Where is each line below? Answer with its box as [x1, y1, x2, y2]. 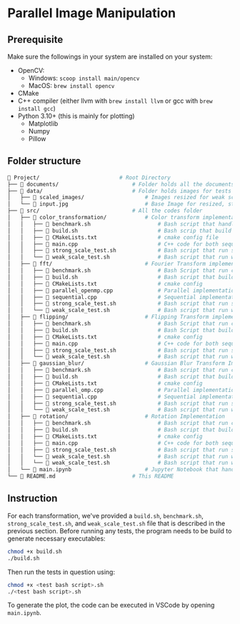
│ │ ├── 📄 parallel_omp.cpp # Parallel [7, 386, 191, 393]
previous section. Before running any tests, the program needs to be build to [7, 526, 232, 535]
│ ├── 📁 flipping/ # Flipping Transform [7, 313, 209, 321]
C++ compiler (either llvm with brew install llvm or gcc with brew [17, 96, 213, 105]
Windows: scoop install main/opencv [28, 74, 140, 82]
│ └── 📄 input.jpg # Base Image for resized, [7, 201, 225, 208]
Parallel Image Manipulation [7, 5, 176, 21]
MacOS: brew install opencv [28, 81, 115, 90]
